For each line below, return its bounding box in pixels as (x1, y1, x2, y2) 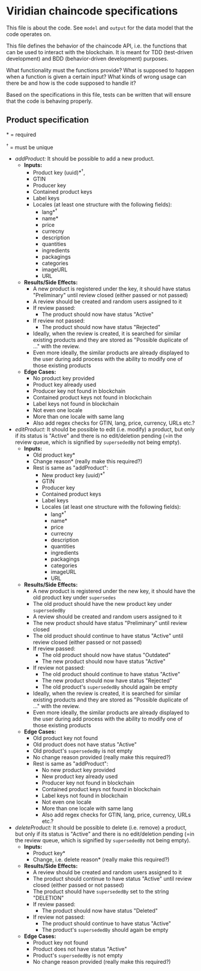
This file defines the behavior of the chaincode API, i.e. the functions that (6, 42, 187, 49)
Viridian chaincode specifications (6, 4, 178, 18)
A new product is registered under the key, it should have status (32, 285, 191, 292)
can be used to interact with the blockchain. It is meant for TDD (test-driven (6, 48, 193, 55)
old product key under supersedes (32, 594, 116, 601)
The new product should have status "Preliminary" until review (32, 620, 188, 627)
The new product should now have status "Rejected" (41, 677, 173, 684)
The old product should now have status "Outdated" (41, 652, 171, 659)
